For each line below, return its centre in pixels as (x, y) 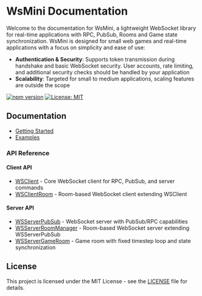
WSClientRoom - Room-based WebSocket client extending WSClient (101, 194)
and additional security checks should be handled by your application (102, 72)
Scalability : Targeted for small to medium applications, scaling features (105, 79)
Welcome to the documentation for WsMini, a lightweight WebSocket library (101, 28)
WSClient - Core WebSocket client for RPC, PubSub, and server (95, 181)
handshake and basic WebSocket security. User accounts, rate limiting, (104, 66)
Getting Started (34, 131)
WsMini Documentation (67, 11)
